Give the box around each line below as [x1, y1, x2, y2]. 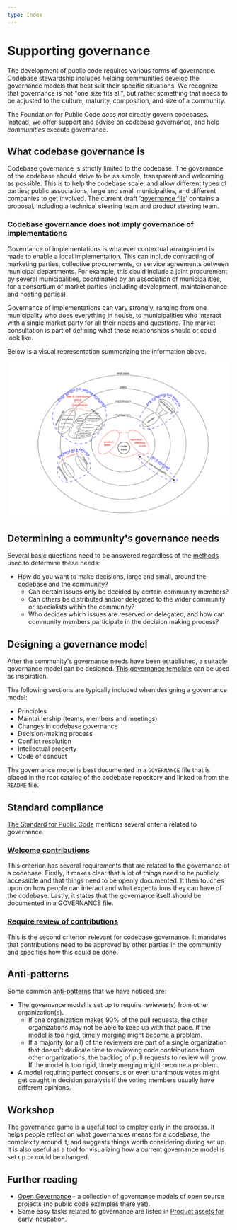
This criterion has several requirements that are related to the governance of [7, 861, 230, 870]
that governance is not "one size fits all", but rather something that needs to [7, 88, 228, 97]
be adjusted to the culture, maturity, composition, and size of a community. [7, 96, 226, 105]
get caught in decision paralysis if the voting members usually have [17, 1076, 214, 1084]
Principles [17, 707, 47, 715]
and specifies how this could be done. [7, 948, 119, 956]
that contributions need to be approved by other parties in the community [7, 940, 221, 948]
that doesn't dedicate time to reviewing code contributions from [28, 1046, 214, 1054]
